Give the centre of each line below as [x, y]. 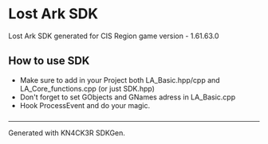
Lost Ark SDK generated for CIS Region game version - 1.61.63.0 [114, 36]
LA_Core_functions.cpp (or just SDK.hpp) [87, 88]
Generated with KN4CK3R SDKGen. [67, 133]
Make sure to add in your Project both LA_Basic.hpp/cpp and [120, 80]
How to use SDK [49, 61]
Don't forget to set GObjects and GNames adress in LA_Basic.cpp [128, 97]
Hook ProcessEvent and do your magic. [85, 105]
